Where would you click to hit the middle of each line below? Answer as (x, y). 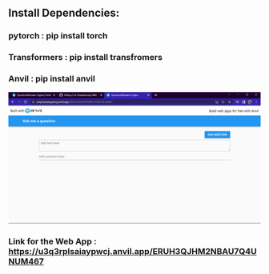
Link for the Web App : (53, 241)
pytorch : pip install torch (58, 36)
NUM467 (26, 261)
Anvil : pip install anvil (52, 79)
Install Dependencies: (64, 13)
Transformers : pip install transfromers (85, 58)
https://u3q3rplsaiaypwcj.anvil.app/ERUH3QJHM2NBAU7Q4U (133, 252)
